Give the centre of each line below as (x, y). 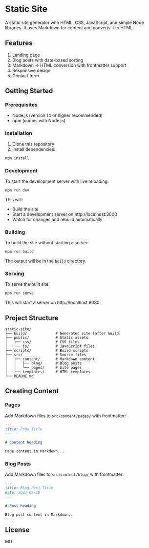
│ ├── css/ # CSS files (42, 342)
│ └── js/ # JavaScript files (50, 346)
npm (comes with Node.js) (39, 121)
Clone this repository (33, 144)
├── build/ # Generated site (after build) (63, 333)
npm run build (20, 252)
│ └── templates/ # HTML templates (48, 372)
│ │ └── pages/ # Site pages (43, 367)
